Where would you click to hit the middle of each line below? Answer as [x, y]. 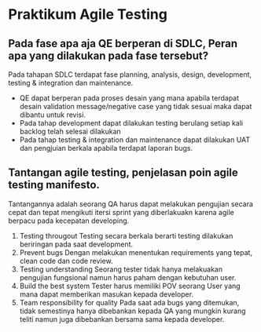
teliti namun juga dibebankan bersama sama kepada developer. [122, 319]
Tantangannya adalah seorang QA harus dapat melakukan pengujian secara [131, 204]
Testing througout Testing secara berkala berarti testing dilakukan [126, 235]
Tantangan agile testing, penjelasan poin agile [123, 173]
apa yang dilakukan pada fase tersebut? [108, 55]
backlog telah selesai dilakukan [70, 131]
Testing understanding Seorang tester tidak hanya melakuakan [121, 269]
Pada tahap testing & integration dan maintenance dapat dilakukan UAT [135, 140]
